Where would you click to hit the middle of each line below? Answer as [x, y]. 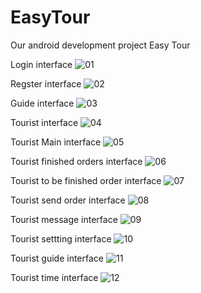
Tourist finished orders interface [76, 161]
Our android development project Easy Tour [100, 45]
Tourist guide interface [57, 258]
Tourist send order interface [68, 200]
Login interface [41, 64]
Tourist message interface [64, 219]
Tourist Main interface [56, 142]
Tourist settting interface [61, 238]
